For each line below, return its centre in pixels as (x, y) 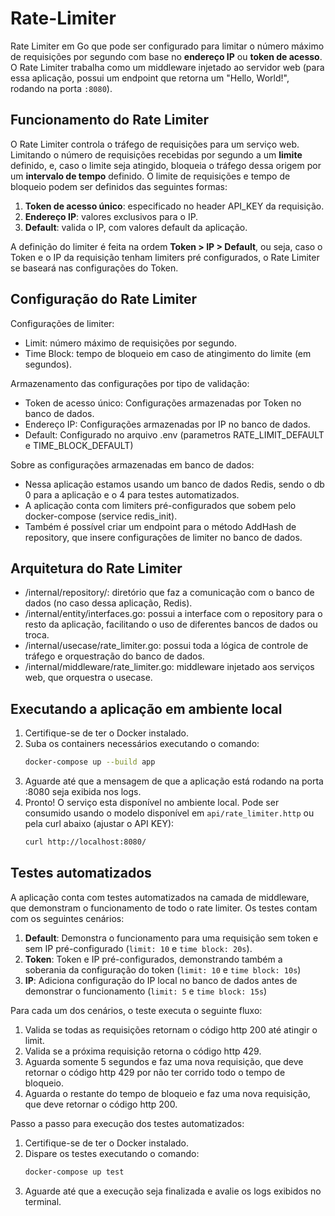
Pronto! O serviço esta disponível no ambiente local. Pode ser (152, 803)
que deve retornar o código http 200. (101, 1104)
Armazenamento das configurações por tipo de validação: (130, 383)
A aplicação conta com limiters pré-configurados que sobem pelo (160, 505)
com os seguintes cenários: (67, 918)
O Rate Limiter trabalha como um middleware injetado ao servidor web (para (167, 67)
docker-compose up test (74, 1172)
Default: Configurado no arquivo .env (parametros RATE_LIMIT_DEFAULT (174, 434)
